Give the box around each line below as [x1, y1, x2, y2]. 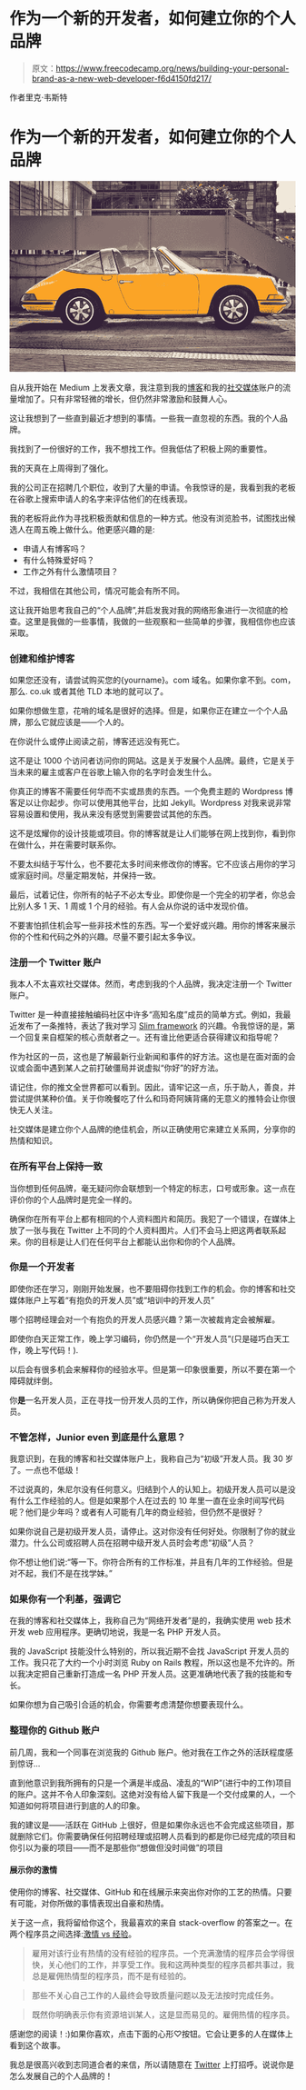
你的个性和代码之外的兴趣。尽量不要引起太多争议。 [9, 931, 201, 941]
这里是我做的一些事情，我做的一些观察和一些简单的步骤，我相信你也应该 [25, 615, 296, 627]
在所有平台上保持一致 [9, 1160, 103, 1173]
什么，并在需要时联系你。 [25, 839, 121, 850]
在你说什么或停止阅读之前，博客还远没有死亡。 [9, 735, 184, 746]
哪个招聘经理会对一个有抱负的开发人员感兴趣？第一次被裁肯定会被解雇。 [9, 1314, 280, 1325]
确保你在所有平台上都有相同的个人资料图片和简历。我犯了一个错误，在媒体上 [9, 1213, 296, 1224]
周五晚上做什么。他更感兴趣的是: [33, 523, 156, 534]
